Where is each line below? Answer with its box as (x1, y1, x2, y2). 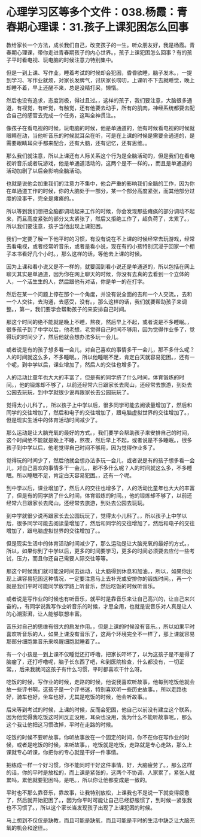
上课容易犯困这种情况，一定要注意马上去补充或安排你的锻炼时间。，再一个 (11, 575, 193, 582)
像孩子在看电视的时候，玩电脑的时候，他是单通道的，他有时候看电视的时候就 (6, 124, 195, 132)
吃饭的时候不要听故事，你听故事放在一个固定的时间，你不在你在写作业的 (6, 733, 184, 741)
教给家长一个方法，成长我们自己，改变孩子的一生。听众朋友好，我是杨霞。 (6, 41, 190, 48)
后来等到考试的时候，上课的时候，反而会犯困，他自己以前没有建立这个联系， (6, 706, 195, 713)
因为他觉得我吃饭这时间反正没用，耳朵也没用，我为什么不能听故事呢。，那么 (6, 713, 193, 720)
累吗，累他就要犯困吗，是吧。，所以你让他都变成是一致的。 (6, 776, 151, 783)
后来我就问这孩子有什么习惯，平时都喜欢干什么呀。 (19, 665, 145, 672)
